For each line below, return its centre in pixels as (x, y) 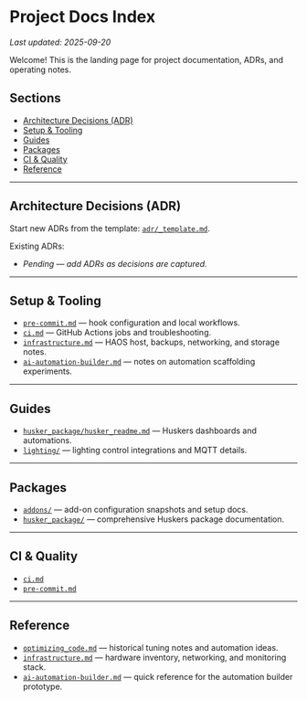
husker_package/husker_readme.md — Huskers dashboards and (140, 430)
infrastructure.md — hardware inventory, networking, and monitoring (154, 657)
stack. (34, 667)
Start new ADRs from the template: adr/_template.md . (110, 228)
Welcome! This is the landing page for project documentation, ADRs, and (147, 59)
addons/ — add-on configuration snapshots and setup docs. (135, 510)
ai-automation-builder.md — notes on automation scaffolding (139, 362)
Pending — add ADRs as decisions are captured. (115, 263)
